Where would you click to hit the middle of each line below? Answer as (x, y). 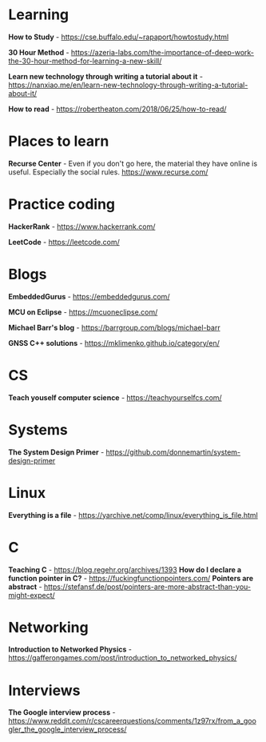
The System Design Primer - (56, 452)
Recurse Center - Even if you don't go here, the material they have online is (133, 163)
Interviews (44, 690)
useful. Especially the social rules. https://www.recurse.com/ (108, 172)
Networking (49, 627)
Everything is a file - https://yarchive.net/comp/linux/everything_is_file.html (133, 515)
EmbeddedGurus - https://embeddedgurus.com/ (89, 296)
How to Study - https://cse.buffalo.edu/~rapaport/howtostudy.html (119, 37)
